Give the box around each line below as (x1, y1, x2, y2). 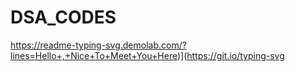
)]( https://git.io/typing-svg (176, 49, 285, 61)
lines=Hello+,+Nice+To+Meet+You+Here (10, 49, 178, 61)
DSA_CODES (10, 6, 117, 29)
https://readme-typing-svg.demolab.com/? (10, 39, 187, 51)
